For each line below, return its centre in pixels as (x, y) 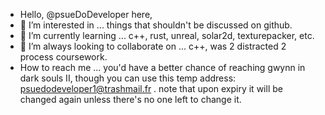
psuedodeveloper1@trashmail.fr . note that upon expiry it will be (151, 88)
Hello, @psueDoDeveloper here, (86, 14)
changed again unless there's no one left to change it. (130, 99)
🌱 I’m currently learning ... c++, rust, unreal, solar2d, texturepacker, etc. (167, 35)
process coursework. (63, 57)
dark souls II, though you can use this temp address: (128, 78)
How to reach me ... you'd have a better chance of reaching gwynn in (162, 67)
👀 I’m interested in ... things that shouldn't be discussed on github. (156, 25)
